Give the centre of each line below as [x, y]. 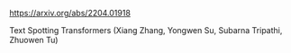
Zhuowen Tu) [34, 40]
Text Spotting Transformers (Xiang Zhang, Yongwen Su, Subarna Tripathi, [146, 30]
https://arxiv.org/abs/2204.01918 [70, 13]
